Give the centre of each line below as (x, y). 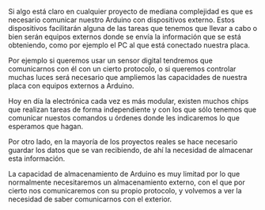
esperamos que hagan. (46, 126)
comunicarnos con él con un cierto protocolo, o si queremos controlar (122, 69)
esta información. (37, 158)
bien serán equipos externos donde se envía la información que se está (125, 36)
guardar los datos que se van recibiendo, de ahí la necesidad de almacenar (131, 150)
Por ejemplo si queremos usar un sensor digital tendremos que (111, 60)
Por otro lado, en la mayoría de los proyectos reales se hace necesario (123, 141)
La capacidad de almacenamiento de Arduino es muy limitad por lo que (124, 174)
